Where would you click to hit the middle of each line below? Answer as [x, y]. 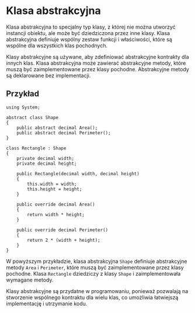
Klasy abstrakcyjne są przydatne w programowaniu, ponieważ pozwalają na [97, 291]
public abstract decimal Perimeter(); [64, 133]
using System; [23, 107]
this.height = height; [55, 189]
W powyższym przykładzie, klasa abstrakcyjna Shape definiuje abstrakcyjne [97, 261]
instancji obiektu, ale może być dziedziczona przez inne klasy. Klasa [88, 33]
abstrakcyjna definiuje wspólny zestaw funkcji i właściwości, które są [89, 39]
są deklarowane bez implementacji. [48, 75]
